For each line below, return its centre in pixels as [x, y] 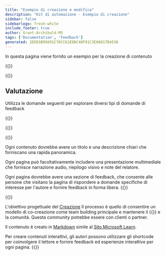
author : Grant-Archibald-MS [34, 33]
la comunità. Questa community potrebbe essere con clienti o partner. [77, 217]
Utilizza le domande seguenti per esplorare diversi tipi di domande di [75, 103]
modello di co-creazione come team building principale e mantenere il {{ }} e [83, 212]
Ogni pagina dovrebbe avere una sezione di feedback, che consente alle [79, 176]
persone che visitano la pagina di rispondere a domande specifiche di [76, 182]
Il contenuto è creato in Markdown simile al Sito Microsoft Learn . [71, 227]
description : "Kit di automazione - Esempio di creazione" [67, 14]
